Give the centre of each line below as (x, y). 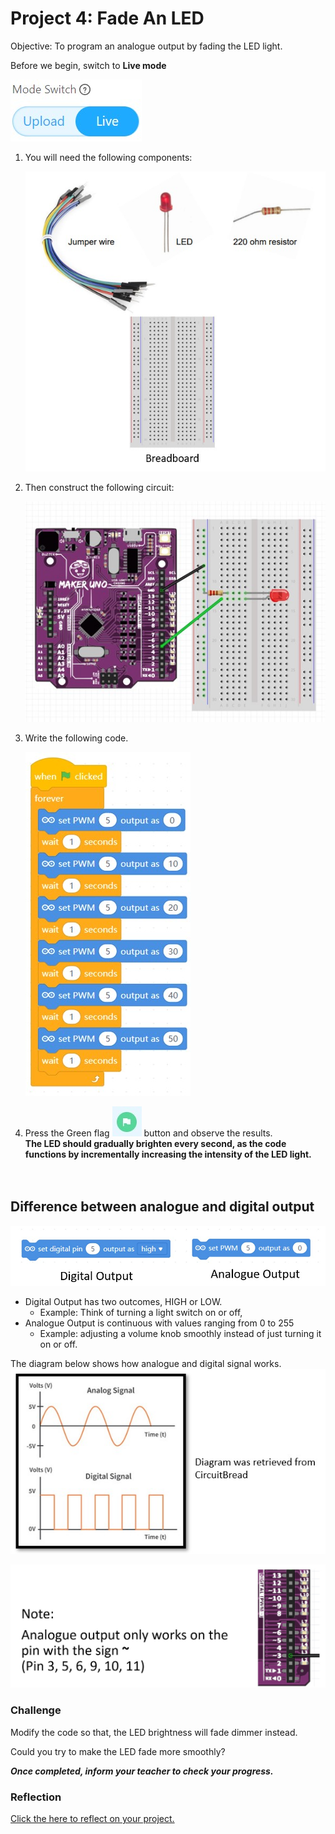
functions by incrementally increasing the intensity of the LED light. (168, 1154)
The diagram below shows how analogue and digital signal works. (146, 1364)
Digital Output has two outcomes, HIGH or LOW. (123, 1302)
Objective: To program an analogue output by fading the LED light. (146, 46)
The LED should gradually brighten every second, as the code (155, 1143)
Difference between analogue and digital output (162, 1207)
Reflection (36, 1797)
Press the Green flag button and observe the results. (148, 1133)
